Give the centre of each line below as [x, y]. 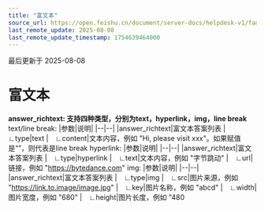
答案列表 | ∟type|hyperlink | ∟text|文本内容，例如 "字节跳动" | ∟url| [134, 158]
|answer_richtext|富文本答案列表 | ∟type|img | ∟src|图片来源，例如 [123, 178]
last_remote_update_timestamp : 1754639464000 [84, 37]
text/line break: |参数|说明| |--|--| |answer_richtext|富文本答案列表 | [117, 129]
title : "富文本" [33, 15]
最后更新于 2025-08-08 [47, 61]
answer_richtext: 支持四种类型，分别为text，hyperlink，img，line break [127, 119]
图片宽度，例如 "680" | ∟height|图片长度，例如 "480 [97, 197]
